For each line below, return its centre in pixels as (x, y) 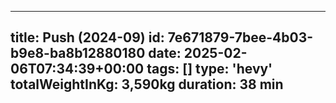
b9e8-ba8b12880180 (78, 53)
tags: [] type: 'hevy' (209, 69)
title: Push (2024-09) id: (87, 37)
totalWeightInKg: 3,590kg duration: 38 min (147, 84)
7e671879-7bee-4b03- (240, 37)
